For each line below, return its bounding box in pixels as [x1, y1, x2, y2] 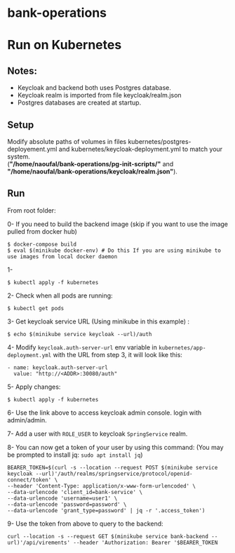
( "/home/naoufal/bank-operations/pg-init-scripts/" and [7, 160, 174, 168]
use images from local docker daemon [7, 253, 118, 260]
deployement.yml [7, 145, 58, 153]
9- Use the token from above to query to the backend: [7, 519, 163, 528]
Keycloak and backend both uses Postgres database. [17, 84, 172, 92]
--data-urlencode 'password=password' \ [7, 500, 128, 508]
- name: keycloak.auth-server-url [7, 364, 109, 371]
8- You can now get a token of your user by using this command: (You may [7, 443, 224, 451]
